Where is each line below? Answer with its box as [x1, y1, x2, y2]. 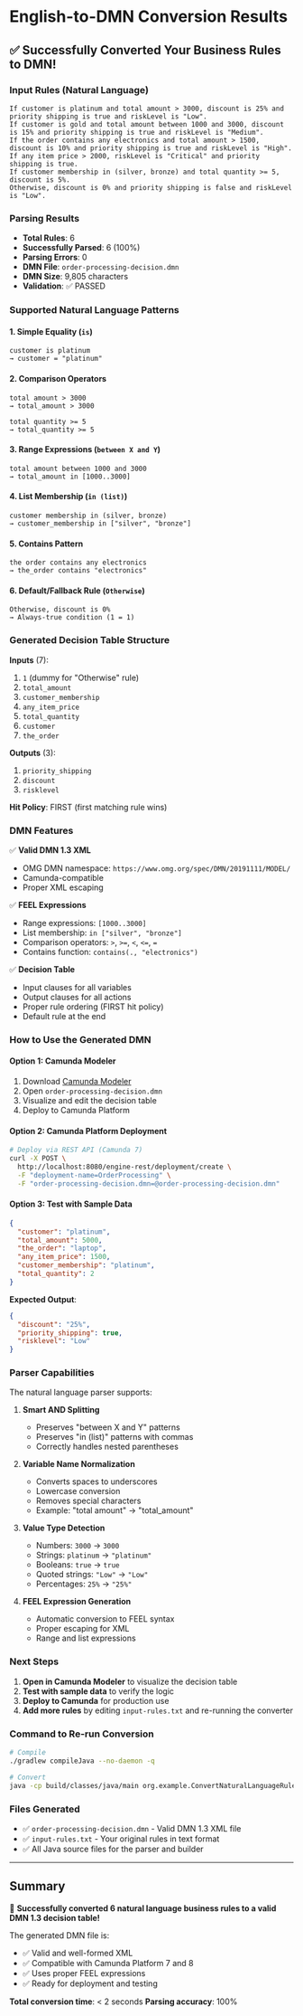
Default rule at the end [22, 1010, 106, 1021]
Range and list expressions [35, 1633, 137, 1643]
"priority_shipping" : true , [17, 1328, 124, 1338]
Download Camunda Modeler [22, 1076, 132, 1087]
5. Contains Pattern [9, 538, 84, 549]
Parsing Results [9, 212, 79, 224]
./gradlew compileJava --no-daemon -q [9, 1756, 155, 1765]
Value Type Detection [22, 1522, 106, 1534]
